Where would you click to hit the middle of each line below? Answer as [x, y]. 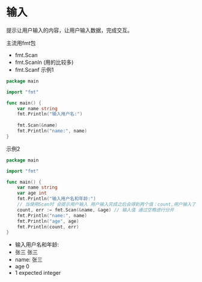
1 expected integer [38, 273]
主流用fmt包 [21, 43]
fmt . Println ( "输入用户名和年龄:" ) [57, 199]
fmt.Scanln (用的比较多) [44, 62]
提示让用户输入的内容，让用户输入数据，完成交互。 [69, 30]
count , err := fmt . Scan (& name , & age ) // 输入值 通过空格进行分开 [96, 210]
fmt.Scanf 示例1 [34, 69]
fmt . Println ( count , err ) [48, 227]
